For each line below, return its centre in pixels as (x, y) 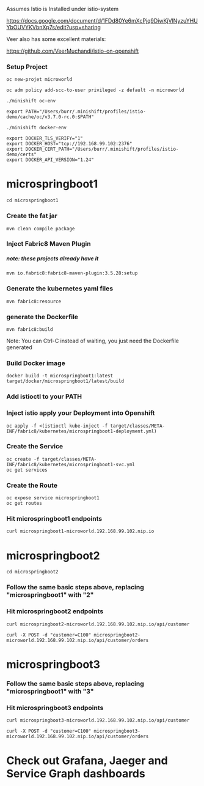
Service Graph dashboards (76, 774)
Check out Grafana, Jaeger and (87, 761)
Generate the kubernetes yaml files (60, 289)
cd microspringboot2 (33, 572)
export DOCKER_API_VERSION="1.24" (50, 160)
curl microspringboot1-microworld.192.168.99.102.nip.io (80, 531)
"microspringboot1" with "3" (50, 691)
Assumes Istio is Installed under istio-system (63, 9)
